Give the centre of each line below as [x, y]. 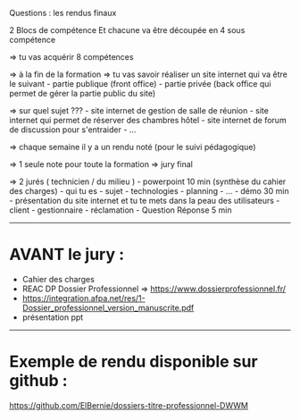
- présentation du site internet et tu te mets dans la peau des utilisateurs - [145, 201]
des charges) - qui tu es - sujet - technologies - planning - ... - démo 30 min [149, 191]
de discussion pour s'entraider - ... [73, 130]
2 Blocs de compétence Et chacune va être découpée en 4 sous [127, 30]
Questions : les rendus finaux [63, 13]
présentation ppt [53, 317]
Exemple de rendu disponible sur [133, 362]
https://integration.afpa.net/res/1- [83, 298]
